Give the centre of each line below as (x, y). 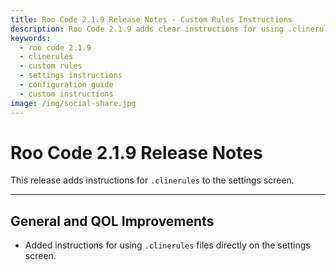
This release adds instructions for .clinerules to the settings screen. (152, 180)
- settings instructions (71, 76)
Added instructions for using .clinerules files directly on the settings (167, 245)
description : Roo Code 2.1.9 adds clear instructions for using (147, 29)
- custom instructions (66, 94)
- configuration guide (66, 85)
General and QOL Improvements (112, 221)
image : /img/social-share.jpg (73, 103)
